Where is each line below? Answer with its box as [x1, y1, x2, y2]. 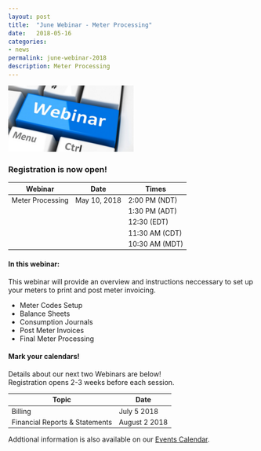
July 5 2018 [118, 406, 159, 416]
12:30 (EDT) [128, 217, 169, 227]
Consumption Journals [19, 317, 93, 326]
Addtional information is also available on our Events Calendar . [8, 434, 210, 444]
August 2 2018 [118, 417, 169, 427]
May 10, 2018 [75, 195, 121, 204]
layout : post [8, 13, 51, 20]
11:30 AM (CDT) [128, 228, 183, 237]
